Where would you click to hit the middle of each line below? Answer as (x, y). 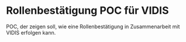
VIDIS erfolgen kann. (31, 32)
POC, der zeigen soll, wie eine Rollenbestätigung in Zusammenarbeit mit (93, 26)
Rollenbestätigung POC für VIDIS (87, 11)
